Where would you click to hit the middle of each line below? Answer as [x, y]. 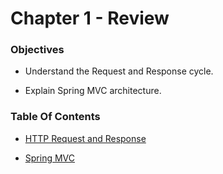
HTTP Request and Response [85, 138]
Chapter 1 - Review [90, 18]
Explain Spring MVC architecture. [93, 91]
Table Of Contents [55, 117]
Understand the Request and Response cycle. [119, 71]
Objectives [37, 50]
